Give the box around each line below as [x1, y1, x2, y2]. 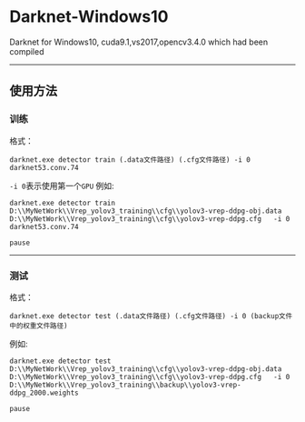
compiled [9, 45, 44, 56]
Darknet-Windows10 [9, 6, 169, 27]
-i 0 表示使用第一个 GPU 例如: [9, 180, 115, 191]
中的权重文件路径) [9, 321, 68, 330]
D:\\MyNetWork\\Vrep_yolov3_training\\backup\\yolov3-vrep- [9, 380, 242, 389]
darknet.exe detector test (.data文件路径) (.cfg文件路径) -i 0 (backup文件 [9, 311, 293, 320]
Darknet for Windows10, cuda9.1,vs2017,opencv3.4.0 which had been [9, 36, 269, 47]
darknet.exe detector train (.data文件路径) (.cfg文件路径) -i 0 [9, 155, 251, 165]
